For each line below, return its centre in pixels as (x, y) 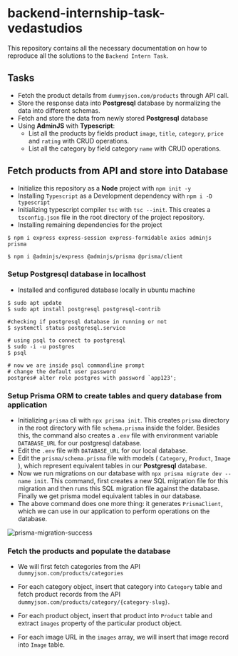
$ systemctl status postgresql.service (67, 328)
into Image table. (41, 645)
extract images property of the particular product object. (100, 623)
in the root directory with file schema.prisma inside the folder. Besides (119, 428)
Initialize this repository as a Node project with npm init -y (104, 188)
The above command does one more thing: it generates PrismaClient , (120, 504)
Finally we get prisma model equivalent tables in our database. (109, 496)
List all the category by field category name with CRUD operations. (125, 148)
